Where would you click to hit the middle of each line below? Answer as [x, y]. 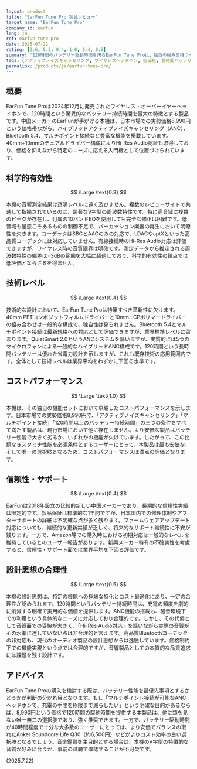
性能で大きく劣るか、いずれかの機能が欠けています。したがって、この [100, 437]
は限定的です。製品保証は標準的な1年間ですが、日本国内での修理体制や [92, 513]
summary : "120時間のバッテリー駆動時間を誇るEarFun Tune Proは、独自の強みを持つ [97, 55]
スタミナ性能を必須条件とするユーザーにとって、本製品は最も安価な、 [106, 444]
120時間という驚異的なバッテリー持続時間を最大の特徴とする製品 [110, 114]
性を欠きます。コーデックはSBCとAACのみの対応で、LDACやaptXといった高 [98, 234]
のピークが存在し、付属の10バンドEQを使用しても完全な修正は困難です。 [94, 219]
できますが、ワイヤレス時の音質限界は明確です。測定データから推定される [96, 248]
